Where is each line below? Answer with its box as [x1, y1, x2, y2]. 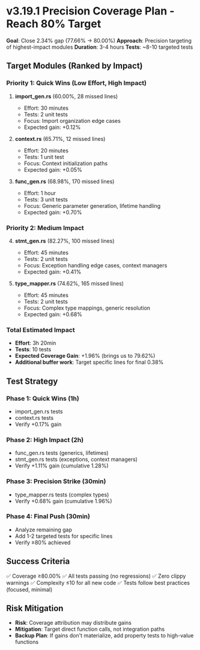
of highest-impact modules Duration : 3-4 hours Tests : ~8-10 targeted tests [6, 43, 193, 51]
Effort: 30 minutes [23, 104, 69, 111]
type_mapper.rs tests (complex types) [14, 491, 109, 498]
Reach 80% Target [6, 17, 102, 31]
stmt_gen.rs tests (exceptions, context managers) [14, 456, 138, 463]
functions [14, 639, 39, 646]
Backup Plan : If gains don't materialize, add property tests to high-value [14, 632, 194, 639]
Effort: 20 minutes [23, 146, 69, 154]
